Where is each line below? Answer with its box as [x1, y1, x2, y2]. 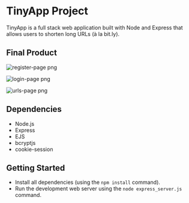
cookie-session [14, 146, 53, 153]
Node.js [14, 120, 35, 127]
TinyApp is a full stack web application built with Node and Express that [6, 24, 183, 31]
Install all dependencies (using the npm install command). [14, 178, 161, 186]
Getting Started [6, 163, 65, 173]
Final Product [6, 48, 57, 58]
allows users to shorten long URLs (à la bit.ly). [6, 30, 120, 37]
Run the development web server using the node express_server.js [14, 185, 182, 192]
